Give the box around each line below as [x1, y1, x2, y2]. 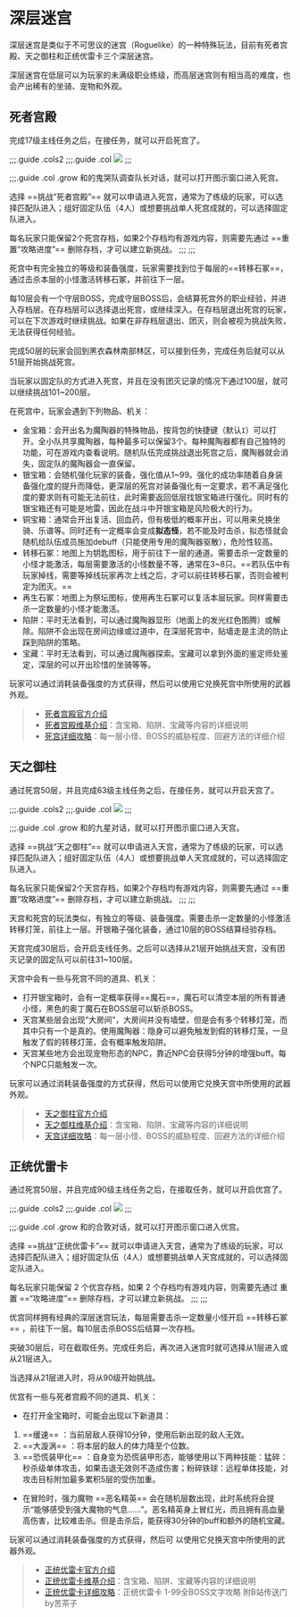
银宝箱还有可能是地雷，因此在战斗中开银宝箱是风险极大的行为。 [21, 502, 257, 514]
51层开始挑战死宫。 [9, 356, 80, 367]
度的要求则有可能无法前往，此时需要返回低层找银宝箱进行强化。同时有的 [21, 491, 288, 502]
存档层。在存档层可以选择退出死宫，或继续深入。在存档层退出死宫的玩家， [16, 304, 291, 314]
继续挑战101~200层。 [16, 386, 96, 398]
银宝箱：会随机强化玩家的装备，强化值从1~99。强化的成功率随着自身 [21, 469, 276, 480]
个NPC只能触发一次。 [21, 1059, 103, 1069]
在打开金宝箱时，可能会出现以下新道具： [21, 1411, 171, 1421]
